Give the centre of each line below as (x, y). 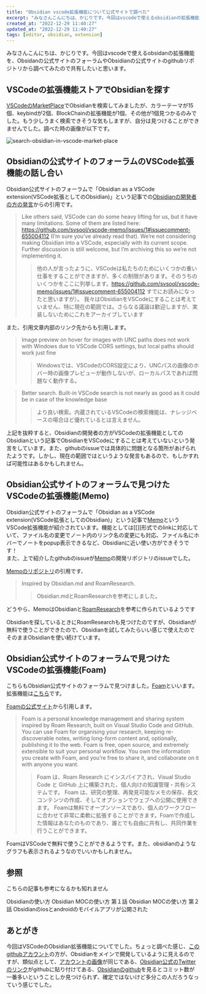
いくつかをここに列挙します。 (74, 283)
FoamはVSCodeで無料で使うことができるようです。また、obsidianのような (101, 844)
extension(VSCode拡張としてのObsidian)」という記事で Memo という (93, 519)
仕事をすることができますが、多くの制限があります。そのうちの (117, 276)
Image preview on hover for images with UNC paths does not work (105, 339)
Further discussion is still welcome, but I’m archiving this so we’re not (109, 249)
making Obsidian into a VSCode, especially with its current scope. (105, 242)
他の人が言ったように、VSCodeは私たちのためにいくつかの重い (117, 268)
